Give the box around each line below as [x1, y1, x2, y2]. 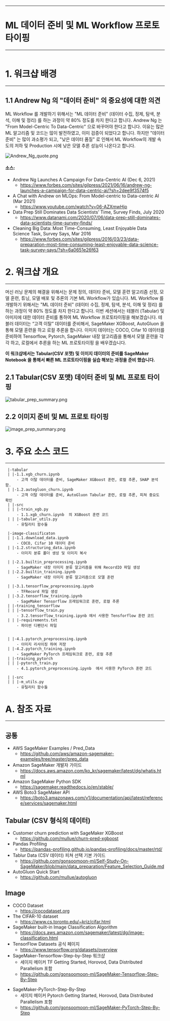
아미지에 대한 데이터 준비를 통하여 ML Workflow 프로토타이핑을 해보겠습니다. [5, 314, 157, 320]
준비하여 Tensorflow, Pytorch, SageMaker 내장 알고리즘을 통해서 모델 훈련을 [5, 333, 158, 339]
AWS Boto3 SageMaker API [12, 789, 70, 796]
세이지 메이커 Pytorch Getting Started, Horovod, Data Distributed [20, 992, 153, 998]
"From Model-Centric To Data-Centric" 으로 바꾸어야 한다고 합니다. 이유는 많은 [5, 123, 164, 130]
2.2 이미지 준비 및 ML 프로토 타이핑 [5, 412, 109, 421]
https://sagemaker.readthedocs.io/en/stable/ [20, 784, 114, 790]
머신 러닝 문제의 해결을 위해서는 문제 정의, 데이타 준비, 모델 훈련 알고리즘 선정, [5, 288, 159, 295]
